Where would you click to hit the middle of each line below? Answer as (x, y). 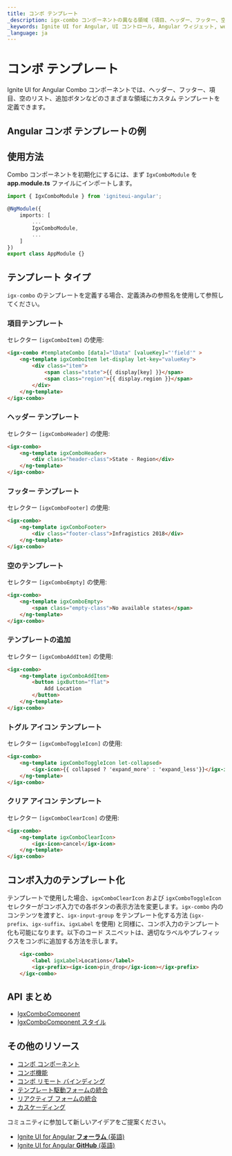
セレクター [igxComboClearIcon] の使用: (63, 818)
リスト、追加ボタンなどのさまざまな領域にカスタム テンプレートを (126, 98)
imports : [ (35, 215)
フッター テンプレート (43, 491)
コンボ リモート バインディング (61, 1081)
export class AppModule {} (46, 254)
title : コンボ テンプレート (42, 13)
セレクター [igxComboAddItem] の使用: (60, 656)
